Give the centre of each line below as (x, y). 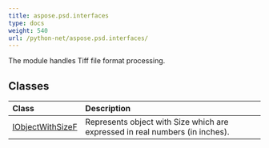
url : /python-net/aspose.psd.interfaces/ (78, 38)
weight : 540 (28, 30)
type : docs (26, 23)
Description (108, 109)
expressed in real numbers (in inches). (157, 132)
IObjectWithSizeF (45, 127)
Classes (29, 86)
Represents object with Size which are (157, 122)
